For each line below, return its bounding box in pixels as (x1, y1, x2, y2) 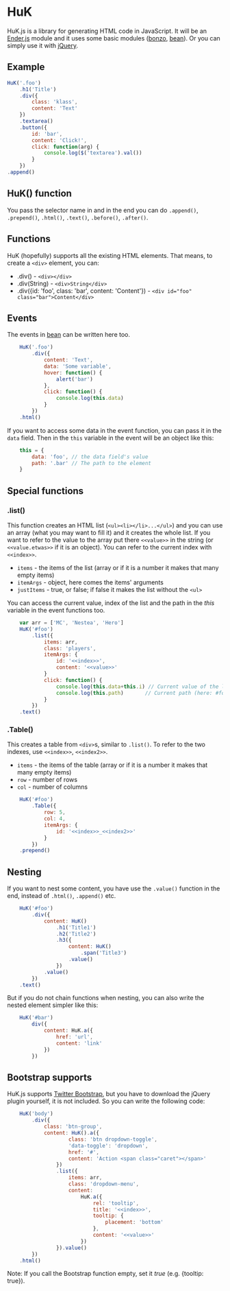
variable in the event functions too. (7, 606, 105, 614)
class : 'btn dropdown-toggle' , (68, 1136, 157, 1143)
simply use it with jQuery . (7, 41, 79, 49)
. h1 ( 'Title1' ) (55, 924, 97, 931)
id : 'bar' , (31, 130, 63, 137)
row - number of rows (16, 776, 77, 784)
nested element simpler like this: (7, 1001, 99, 1009)
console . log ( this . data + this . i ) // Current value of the (55, 683, 219, 690)
